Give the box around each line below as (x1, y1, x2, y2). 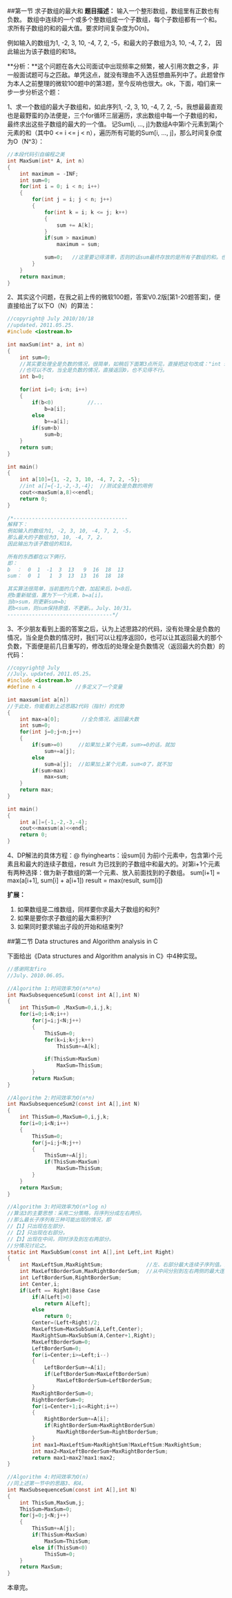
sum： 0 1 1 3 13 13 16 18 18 (7, 573, 124, 579)
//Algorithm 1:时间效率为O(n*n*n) (7, 985, 101, 992)
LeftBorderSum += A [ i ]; (43, 1364, 107, 1371)
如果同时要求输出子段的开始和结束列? (17, 922, 124, 931)
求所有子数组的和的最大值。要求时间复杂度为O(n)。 (7, 24, 153, 32)
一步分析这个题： (12, 88, 62, 96)
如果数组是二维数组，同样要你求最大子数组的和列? (17, 905, 160, 913)
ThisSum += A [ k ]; (56, 1043, 100, 1050)
